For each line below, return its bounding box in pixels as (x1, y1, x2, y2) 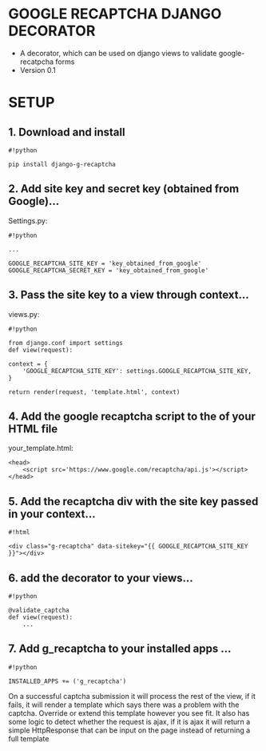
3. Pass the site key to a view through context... (8, 288, 249, 302)
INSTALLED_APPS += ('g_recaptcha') (8, 677, 127, 685)
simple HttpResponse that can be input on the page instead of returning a (8, 725, 251, 735)
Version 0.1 (19, 65, 56, 74)
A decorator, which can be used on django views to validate (19, 48, 217, 58)
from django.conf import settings (8, 339, 124, 347)
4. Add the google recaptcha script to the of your (8, 409, 256, 423)
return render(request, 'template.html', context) (8, 388, 181, 396)
